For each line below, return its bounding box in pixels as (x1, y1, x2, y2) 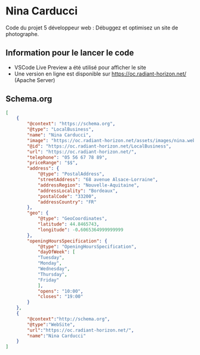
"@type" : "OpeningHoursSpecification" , (37, 243, 137, 249)
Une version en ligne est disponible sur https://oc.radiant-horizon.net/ (14, 70, 186, 77)
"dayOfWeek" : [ (37, 249, 76, 255)
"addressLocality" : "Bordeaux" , (37, 188, 118, 194)
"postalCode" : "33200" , (37, 193, 97, 199)
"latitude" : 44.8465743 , (37, 221, 100, 227)
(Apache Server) (14, 76, 56, 83)
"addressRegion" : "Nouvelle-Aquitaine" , (37, 182, 140, 188)
